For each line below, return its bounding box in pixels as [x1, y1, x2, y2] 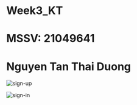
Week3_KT [6, 4, 63, 18]
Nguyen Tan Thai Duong [6, 59, 132, 73]
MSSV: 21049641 [6, 32, 95, 46]
